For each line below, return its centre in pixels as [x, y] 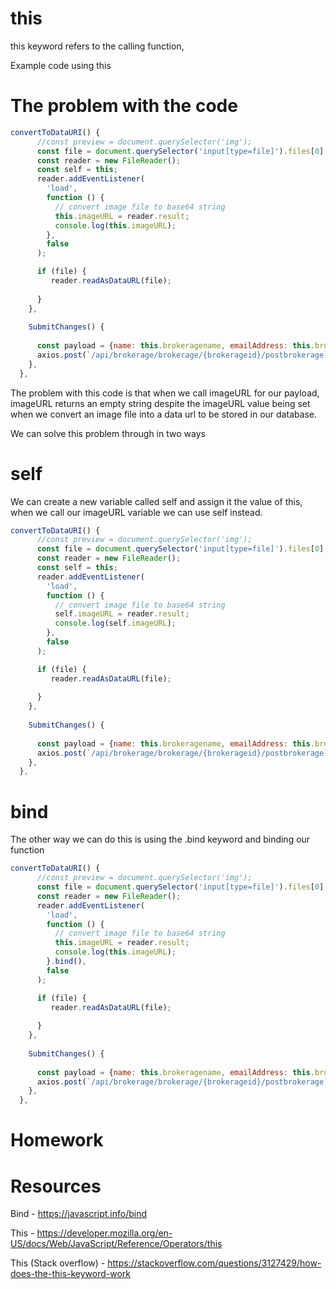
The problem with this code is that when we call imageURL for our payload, [165, 393]
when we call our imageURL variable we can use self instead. [136, 512]
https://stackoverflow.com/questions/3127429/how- [214, 1263]
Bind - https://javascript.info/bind [79, 1214]
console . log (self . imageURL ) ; [115, 623]
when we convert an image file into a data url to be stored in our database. [164, 414]
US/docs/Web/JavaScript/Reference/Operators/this [116, 1244]
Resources [56, 1186]
